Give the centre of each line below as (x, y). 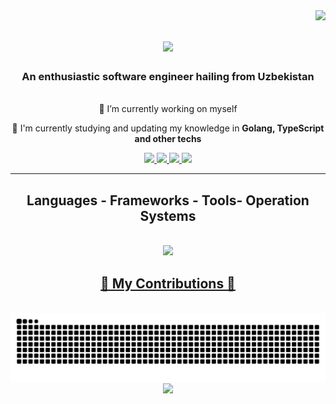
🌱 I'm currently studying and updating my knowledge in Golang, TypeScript (168, 128)
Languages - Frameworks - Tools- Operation (168, 200)
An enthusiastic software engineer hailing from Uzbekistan (168, 77)
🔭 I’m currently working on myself (168, 109)
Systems (168, 215)
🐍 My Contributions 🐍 (168, 283)
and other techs (168, 139)
